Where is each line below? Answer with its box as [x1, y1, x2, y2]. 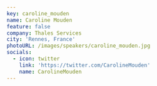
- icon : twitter [13, 55, 60, 62]
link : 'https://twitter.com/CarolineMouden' [19, 62, 151, 69]
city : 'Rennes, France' [6, 36, 76, 43]
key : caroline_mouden [6, 10, 70, 17]
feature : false [6, 23, 51, 30]
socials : [6, 49, 32, 56]
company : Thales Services [6, 29, 82, 37]
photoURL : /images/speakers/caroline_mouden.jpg [6, 42, 151, 49]
